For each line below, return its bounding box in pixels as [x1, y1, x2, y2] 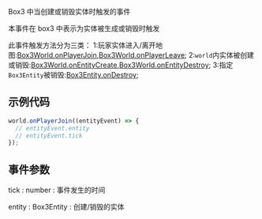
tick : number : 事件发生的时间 [8, 185, 106, 195]
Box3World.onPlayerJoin [17, 51, 97, 59]
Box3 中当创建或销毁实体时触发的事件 [8, 7, 131, 16]
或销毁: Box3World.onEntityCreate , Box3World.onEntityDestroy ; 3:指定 [8, 60, 234, 70]
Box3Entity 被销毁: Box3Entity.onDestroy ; [8, 70, 140, 79]
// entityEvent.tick [15, 131, 83, 140]
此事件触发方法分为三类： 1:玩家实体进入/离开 [8, 40, 156, 50]
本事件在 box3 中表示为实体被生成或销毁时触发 [8, 24, 160, 33]
